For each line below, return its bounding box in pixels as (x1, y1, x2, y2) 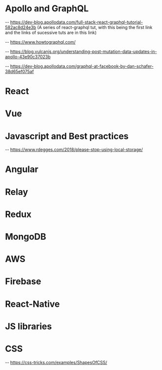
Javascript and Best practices (5, 130, 129, 142)
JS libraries (5, 321, 52, 332)
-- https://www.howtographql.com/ (5, 39, 76, 45)
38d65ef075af (5, 68, 34, 74)
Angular (5, 164, 39, 175)
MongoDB (5, 231, 46, 242)
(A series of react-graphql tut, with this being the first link (37, 24, 153, 30)
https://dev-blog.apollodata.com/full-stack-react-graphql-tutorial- (10, 19, 143, 25)
